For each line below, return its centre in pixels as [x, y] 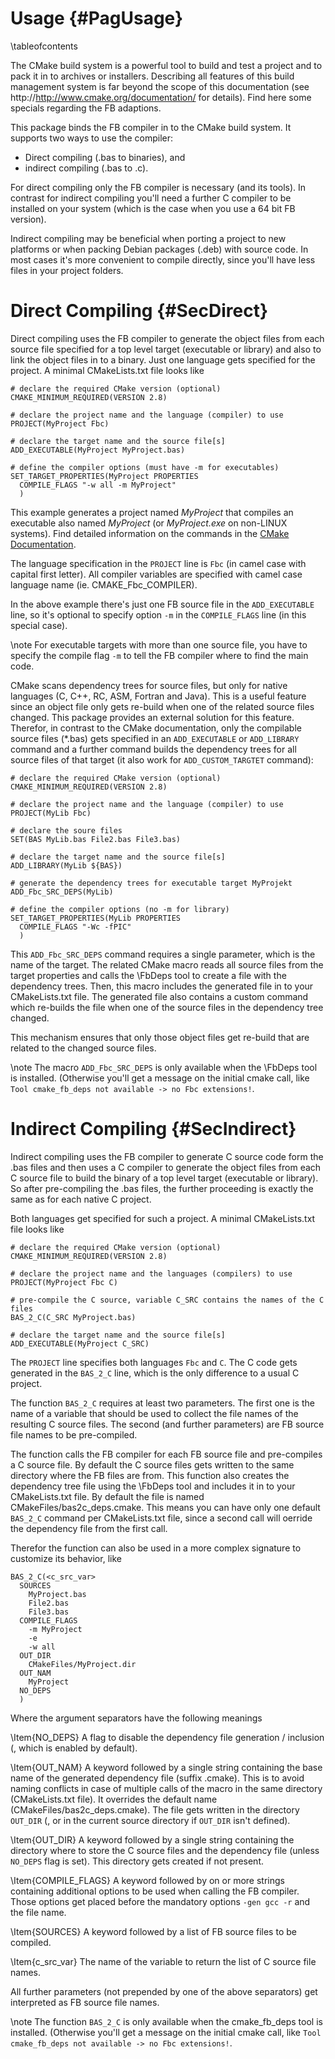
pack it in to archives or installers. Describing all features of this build [152, 76]
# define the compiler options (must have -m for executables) [145, 467]
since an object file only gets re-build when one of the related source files [162, 706]
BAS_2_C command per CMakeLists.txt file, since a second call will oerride [161, 1518]
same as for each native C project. [81, 1199]
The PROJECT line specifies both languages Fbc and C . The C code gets [154, 1362]
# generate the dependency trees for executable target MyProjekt [151, 883]
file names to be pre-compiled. [74, 1434]
